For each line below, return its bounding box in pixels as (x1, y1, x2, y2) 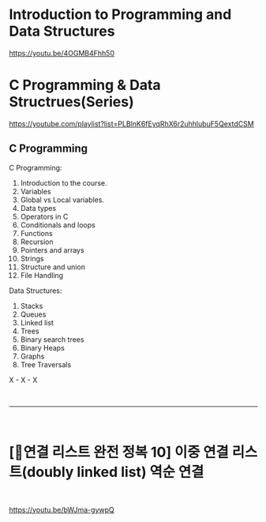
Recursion (20, 237, 54, 246)
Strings (20, 253, 44, 263)
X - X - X (9, 375, 38, 385)
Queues (20, 310, 47, 319)
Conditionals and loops (20, 220, 96, 230)
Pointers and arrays (20, 245, 85, 254)
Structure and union (20, 262, 86, 272)
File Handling (20, 270, 64, 280)
